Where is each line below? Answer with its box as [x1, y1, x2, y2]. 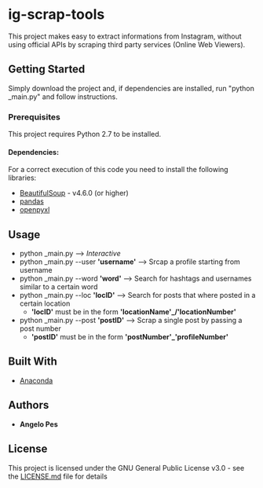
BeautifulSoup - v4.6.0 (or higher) [19, 189, 130, 198]
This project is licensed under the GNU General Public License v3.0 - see [8, 463, 245, 472]
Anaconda [19, 376, 53, 385]
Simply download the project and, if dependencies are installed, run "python [8, 83, 255, 93]
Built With [8, 355, 57, 369]
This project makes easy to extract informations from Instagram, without [8, 31, 242, 41]
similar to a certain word [19, 282, 98, 292]
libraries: [8, 173, 37, 182]
